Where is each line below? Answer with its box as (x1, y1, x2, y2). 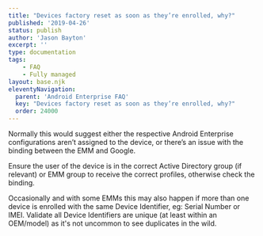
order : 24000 (15, 108, 59, 116)
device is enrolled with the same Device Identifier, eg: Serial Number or (8, 202, 240, 211)
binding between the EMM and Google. (8, 146, 136, 155)
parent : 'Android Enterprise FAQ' (15, 93, 129, 101)
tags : (8, 56, 26, 64)
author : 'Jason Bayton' (8, 33, 87, 42)
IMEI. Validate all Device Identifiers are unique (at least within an (8, 211, 218, 219)
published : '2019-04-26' (8, 19, 90, 27)
